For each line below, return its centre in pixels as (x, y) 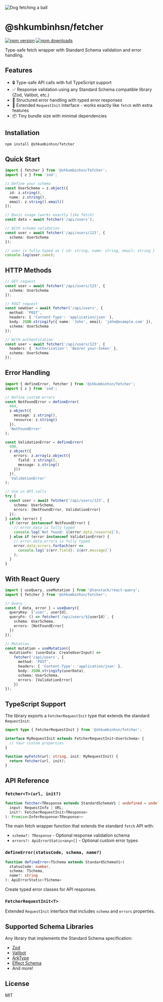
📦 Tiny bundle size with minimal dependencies (59, 116)
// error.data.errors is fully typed (52, 541)
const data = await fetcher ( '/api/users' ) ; (50, 220)
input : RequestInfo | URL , (37, 808)
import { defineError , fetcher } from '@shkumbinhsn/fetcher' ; (70, 384)
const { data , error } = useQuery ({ (42, 608)
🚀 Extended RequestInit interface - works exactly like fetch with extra (82, 105)
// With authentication (29, 340)
